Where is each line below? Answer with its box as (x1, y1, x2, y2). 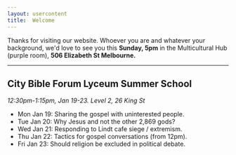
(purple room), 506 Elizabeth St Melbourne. (7, 50, 136, 60)
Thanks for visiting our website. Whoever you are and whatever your (7, 36, 206, 44)
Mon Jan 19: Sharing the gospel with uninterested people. (17, 110, 185, 119)
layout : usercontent (7, 10, 68, 18)
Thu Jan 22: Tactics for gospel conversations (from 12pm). (17, 133, 188, 141)
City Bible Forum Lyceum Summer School (7, 78, 192, 90)
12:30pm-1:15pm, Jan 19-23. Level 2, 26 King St (7, 96, 145, 105)
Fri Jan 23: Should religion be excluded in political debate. (17, 140, 186, 148)
